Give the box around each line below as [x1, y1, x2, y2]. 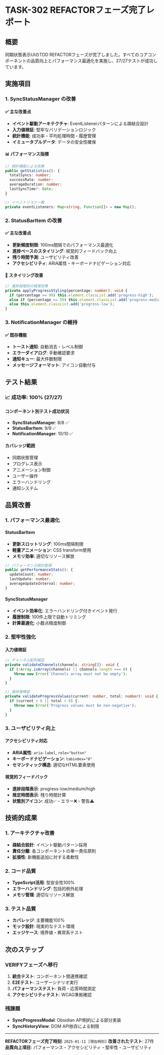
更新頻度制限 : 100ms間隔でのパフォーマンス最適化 [12, 242, 114, 248]
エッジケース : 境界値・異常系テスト [12, 929, 83, 935]
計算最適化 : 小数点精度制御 [12, 620, 66, 626]
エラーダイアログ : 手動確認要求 [12, 350, 75, 356]
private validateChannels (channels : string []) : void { [5, 662, 119, 667]
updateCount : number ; [9, 572, 54, 577]
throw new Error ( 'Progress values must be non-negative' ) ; [14, 703, 137, 708]
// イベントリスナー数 [5, 200, 45, 205]
